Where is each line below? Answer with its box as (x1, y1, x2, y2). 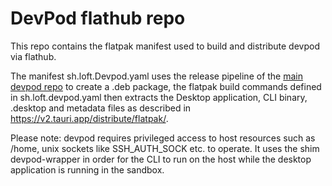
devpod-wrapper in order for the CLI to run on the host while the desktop (10, 153, 312, 165)
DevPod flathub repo (10, 7, 186, 30)
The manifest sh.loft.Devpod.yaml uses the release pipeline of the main (10, 70, 304, 82)
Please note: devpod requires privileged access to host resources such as (10, 132, 316, 144)
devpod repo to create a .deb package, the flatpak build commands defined (10, 80, 322, 92)
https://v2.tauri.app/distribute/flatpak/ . (10, 112, 169, 124)
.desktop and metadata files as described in (10, 102, 192, 114)
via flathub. (10, 50, 57, 62)
